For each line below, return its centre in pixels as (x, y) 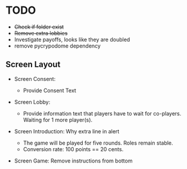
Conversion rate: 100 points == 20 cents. (73, 149)
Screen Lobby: (32, 102)
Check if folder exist (39, 27)
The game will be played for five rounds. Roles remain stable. (98, 143)
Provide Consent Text (50, 90)
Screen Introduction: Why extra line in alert (67, 131)
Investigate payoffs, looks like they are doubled (72, 39)
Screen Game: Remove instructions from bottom (73, 161)
